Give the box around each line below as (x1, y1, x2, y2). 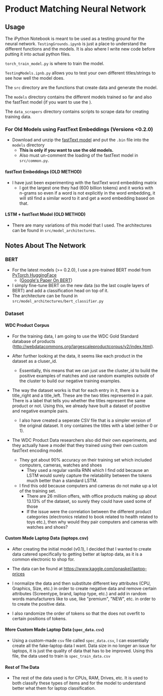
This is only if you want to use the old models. (19, 147, 114, 153)
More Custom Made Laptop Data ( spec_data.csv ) (5, 626, 104, 633)
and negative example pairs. (12, 408, 69, 414)
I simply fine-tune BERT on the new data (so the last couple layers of (12, 283, 149, 288)
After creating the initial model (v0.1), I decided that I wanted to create (12, 546, 152, 552)
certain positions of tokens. (12, 615, 67, 621)
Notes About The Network (5, 242, 86, 250)
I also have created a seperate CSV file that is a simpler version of (19, 417, 151, 423)
